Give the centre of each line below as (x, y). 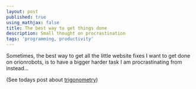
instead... (17, 68)
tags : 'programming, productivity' (50, 39)
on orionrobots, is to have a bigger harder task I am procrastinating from (94, 62)
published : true (26, 17)
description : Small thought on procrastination (66, 34)
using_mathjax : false (33, 22)
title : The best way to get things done (57, 28)
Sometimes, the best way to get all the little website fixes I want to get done (98, 56)
